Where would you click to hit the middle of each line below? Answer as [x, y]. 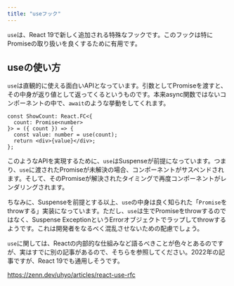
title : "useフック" [34, 14]
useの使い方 [34, 68]
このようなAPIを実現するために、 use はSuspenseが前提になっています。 [111, 161]
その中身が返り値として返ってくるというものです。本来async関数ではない [114, 95]
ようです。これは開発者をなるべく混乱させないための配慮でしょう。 [105, 229]
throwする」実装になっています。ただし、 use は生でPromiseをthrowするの [113, 211]
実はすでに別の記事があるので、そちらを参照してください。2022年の [119, 252]
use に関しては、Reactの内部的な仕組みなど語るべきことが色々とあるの [110, 243]
